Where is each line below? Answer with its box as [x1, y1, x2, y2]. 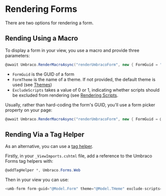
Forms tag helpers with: [5, 158, 53, 164]
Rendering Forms [5, 3, 78, 15]
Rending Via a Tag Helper [5, 130, 85, 139]
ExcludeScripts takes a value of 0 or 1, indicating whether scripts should [12, 87, 160, 93]
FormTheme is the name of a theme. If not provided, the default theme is [12, 76, 156, 82]
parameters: [5, 52, 30, 58]
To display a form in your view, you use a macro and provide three [5, 47, 140, 53]
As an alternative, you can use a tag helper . [5, 144, 93, 149]
